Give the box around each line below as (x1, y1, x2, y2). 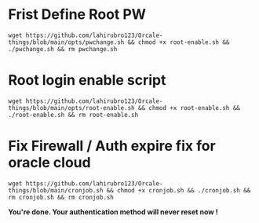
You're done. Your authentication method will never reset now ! (8, 207, 218, 217)
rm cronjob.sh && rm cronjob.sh (8, 193, 114, 201)
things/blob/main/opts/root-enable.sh (8, 104, 135, 111)
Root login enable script (8, 71, 166, 90)
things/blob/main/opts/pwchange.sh (8, 38, 125, 46)
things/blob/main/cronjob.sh (8, 186, 104, 194)
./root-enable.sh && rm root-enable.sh (8, 111, 139, 119)
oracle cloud (8, 154, 92, 172)
